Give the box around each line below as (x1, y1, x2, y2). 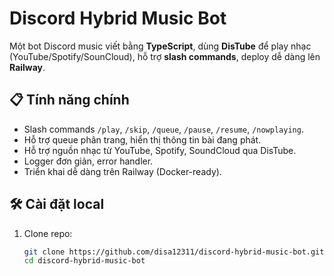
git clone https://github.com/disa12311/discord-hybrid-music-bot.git (23, 247, 325, 257)
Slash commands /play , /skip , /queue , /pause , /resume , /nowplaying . (23, 123, 304, 135)
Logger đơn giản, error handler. (23, 155, 154, 167)
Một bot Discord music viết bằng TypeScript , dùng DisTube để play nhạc (9, 40, 312, 52)
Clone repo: (23, 227, 73, 239)
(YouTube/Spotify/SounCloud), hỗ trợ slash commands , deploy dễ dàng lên (9, 50, 321, 62)
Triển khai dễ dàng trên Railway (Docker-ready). (23, 165, 222, 177)
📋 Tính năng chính (9, 92, 130, 109)
